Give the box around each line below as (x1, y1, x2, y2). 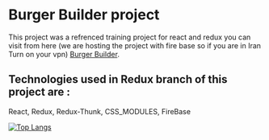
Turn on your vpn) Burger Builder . (8, 49, 120, 59)
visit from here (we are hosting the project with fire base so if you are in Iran (8, 40, 261, 50)
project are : (8, 85, 71, 99)
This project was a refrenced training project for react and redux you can (8, 32, 251, 42)
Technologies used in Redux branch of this (8, 72, 228, 86)
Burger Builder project (8, 6, 160, 24)
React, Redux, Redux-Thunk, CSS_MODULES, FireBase (8, 106, 191, 116)
